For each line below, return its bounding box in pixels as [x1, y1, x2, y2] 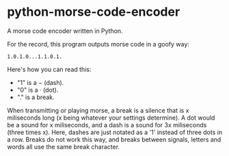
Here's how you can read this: [7, 65, 92, 73]
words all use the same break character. [7, 142, 120, 151]
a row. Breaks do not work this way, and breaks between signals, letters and [7, 135, 221, 144]
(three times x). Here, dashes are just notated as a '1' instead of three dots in [7, 128, 223, 136]
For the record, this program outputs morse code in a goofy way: [7, 40, 190, 48]
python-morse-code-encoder [7, 4, 180, 20]
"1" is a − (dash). [16, 78, 64, 86]
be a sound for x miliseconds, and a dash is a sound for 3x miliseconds [7, 120, 207, 129]
